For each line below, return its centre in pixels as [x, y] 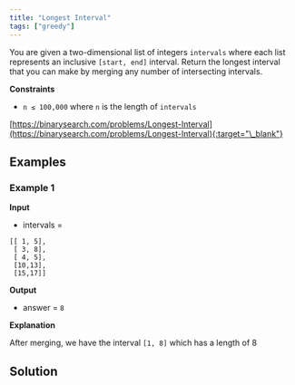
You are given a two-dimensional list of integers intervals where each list [147, 52]
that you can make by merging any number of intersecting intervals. [136, 71]
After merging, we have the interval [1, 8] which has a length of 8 [133, 343]
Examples [38, 162]
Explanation [33, 325]
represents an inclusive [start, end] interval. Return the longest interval [145, 62]
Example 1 [32, 188]
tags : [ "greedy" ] [42, 26]
